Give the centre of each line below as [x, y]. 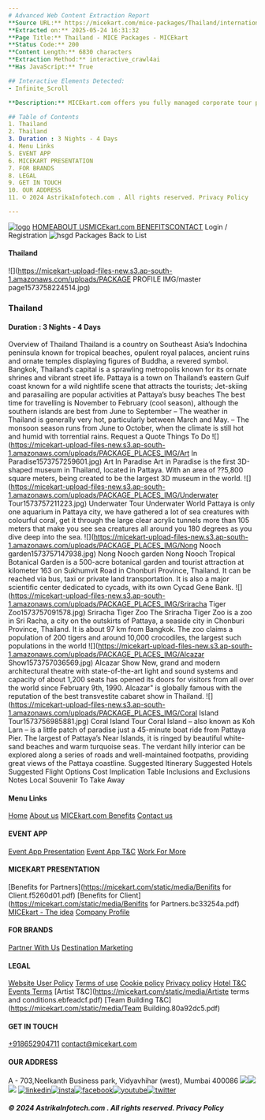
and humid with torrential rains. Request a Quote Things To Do [109, 437]
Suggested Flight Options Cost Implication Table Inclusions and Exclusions [129, 772]
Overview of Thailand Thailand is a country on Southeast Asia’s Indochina [128, 345]
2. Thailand [28, 132]
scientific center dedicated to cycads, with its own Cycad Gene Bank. [121, 588]
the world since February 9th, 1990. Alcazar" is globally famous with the [125, 688]
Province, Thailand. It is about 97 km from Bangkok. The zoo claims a [121, 629]
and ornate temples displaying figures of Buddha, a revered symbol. [118, 361]
